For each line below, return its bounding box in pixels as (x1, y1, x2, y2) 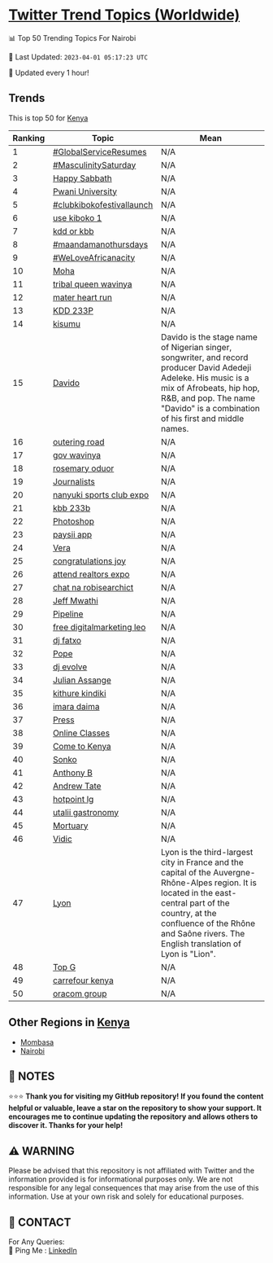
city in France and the (161, 857, 244, 868)
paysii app (52, 528, 93, 540)
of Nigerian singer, (161, 341, 232, 353)
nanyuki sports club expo (52, 489, 149, 500)
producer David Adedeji (161, 362, 252, 373)
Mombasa (19, 1037, 54, 1047)
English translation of (161, 938, 242, 949)
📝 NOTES (8, 1069, 55, 1083)
